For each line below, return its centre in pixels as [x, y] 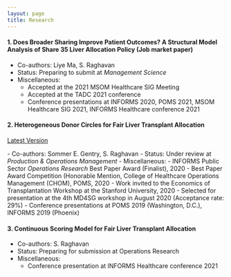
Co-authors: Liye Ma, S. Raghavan [66, 65]
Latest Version [28, 140]
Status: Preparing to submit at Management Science [92, 72]
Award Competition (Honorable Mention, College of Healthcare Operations [113, 176]
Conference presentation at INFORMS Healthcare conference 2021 [122, 266]
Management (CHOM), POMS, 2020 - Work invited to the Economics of [109, 183]
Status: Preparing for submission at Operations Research [98, 251]
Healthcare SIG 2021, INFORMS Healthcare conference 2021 [114, 109]
